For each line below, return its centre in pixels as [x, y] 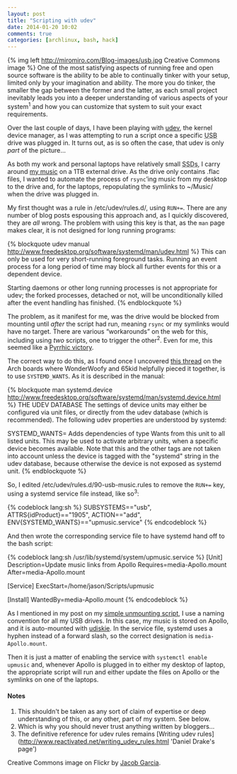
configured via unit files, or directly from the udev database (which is [108, 412]
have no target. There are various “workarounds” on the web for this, [108, 331]
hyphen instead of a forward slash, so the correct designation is [100, 636]
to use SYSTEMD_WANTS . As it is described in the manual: [86, 376]
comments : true [30, 34]
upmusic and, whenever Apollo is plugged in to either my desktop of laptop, [116, 664]
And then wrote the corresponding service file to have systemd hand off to [116, 536]
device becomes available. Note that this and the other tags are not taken [114, 449]
